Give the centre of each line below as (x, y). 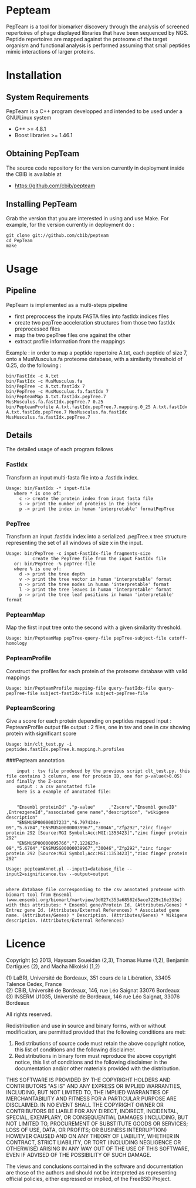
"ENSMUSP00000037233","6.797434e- (59, 822)
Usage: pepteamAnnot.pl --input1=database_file (65, 869)
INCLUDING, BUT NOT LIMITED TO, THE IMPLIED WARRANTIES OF (87, 1092)
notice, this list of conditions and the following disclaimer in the (91, 1062)
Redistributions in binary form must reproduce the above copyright (95, 1055)
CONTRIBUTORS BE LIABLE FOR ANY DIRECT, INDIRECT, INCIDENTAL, (92, 1111)
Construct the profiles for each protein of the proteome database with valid (97, 671)
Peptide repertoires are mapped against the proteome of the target (87, 39)
